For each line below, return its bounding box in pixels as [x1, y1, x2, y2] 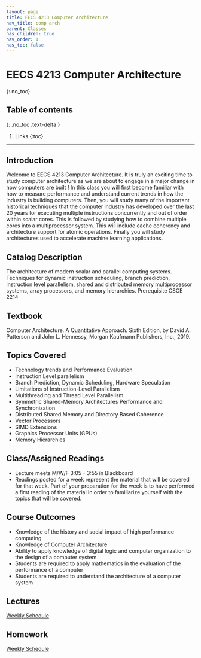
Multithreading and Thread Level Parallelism [14, 391, 124, 398]
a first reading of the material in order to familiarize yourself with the [14, 488, 184, 495]
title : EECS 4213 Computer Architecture [6, 14, 109, 20]
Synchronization [14, 404, 56, 412]
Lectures [6, 596, 40, 606]
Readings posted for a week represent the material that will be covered [14, 476, 190, 483]
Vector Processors [14, 417, 61, 424]
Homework [6, 629, 48, 639]
